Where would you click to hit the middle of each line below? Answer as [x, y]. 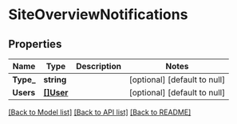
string [55, 79]
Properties [35, 44]
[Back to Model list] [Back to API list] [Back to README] [100, 112]
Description [99, 66]
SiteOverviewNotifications [98, 15]
